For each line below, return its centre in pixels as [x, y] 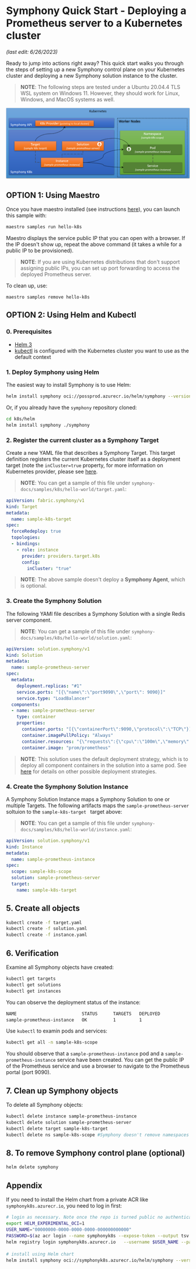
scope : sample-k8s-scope [41, 872]
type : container [36, 717]
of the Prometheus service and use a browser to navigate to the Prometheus [98, 1066]
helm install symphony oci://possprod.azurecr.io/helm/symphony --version [99, 396]
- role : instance [38, 550]
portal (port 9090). [29, 1072]
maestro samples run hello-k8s [44, 227]
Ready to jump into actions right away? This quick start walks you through [95, 63]
